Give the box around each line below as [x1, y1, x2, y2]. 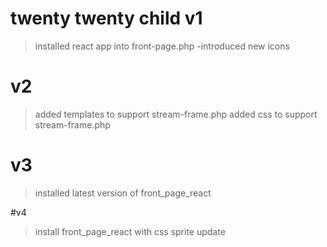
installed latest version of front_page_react [34, 187, 212, 199]
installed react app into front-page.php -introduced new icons [34, 40, 290, 52]
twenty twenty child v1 [10, 7, 203, 30]
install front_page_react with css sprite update [34, 225, 226, 237]
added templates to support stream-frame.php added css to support [34, 108, 318, 120]
